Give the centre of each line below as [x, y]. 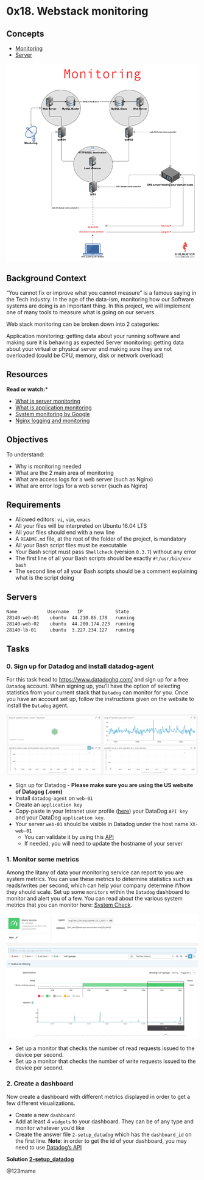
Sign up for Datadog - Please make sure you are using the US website [104, 785]
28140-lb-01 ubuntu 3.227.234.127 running [71, 630]
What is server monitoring [47, 401]
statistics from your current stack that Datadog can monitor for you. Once [97, 692]
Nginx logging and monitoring [52, 420]
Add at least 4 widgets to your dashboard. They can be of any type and [104, 1121]
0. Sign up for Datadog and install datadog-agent [80, 666]
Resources [27, 374]
